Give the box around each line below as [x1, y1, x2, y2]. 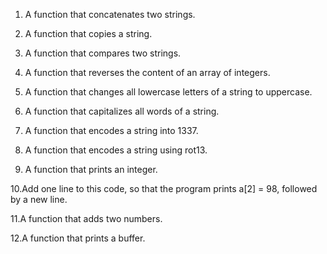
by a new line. [10, 194, 68, 205]
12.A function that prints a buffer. [10, 232, 146, 244]
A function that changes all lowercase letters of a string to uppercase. [24, 86, 313, 98]
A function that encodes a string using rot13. [24, 144, 208, 156]
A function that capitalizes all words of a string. [24, 105, 220, 117]
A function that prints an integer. [24, 164, 158, 175]
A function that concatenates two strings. [24, 9, 196, 20]
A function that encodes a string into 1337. [24, 125, 199, 136]
